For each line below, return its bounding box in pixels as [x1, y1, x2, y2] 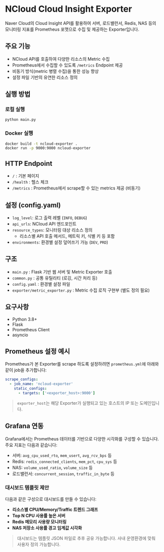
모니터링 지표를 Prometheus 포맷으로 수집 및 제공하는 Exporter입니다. [5, 26, 140, 32]
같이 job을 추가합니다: [5, 367, 47, 373]
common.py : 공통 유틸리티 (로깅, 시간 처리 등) [12, 275, 98, 281]
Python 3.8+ [12, 316, 38, 322]
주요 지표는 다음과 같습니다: [5, 442, 58, 448]
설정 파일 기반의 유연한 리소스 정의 [12, 74, 78, 80]
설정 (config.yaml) [5, 201, 61, 209]
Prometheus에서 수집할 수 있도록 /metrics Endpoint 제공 [12, 62, 123, 68]
